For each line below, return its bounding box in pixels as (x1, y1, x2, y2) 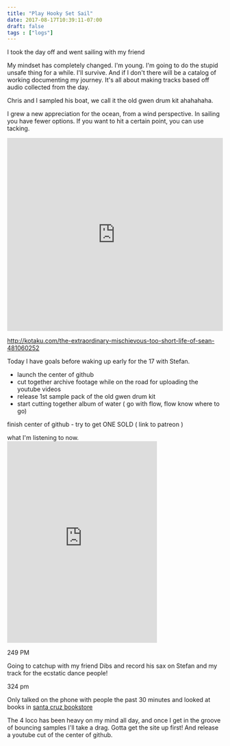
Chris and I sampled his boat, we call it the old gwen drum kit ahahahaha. (7, 97, 214, 105)
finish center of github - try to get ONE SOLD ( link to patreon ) (7, 420, 183, 429)
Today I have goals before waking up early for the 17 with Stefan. (7, 358, 190, 366)
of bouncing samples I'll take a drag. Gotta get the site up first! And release (7, 723, 219, 732)
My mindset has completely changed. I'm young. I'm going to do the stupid (7, 61, 218, 69)
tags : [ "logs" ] (7, 29, 53, 36)
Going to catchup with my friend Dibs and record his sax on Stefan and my (7, 662, 218, 670)
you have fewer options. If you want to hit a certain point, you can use (7, 117, 204, 126)
